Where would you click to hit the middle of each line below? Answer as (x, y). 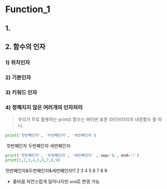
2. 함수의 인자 (25, 47)
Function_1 (28, 9)
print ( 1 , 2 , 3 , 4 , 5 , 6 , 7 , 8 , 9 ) (33, 160)
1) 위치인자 (18, 62)
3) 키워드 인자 (21, 92)
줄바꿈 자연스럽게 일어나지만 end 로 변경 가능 (56, 181)
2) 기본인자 (18, 77)
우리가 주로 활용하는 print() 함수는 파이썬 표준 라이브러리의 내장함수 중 (87, 119)
